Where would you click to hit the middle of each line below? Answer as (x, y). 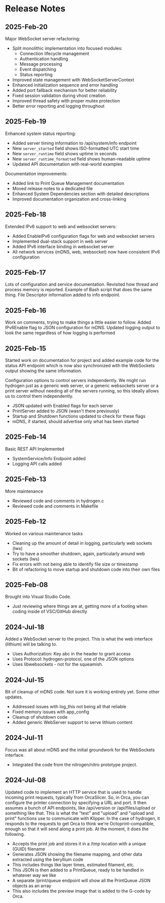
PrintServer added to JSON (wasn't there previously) (66, 411)
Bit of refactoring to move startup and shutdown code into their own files (86, 569)
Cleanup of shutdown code (40, 717)
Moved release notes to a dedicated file (52, 188)
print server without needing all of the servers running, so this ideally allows (82, 391)
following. (15, 834)
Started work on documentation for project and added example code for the (82, 360)
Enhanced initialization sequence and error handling (65, 85)
